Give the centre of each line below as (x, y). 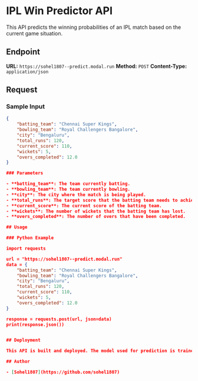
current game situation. (34, 33)
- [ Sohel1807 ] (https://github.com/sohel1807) (63, 372)
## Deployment (24, 340)
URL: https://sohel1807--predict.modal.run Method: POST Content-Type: (97, 66)
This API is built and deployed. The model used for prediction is (91, 351)
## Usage (17, 227)
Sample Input (26, 107)
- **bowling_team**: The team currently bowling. (68, 190)
